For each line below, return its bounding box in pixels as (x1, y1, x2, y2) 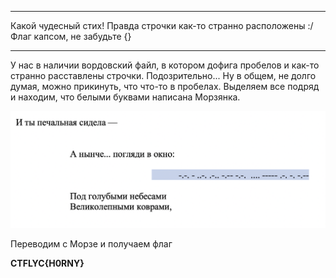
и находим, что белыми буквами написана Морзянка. (10, 91, 241, 103)
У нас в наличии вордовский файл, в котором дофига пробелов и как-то (10, 59, 320, 71)
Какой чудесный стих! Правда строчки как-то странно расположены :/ (10, 20, 314, 31)
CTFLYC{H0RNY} (10, 257, 85, 269)
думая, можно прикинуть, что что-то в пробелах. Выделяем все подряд (10, 81, 320, 92)
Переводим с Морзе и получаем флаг (10, 237, 173, 250)
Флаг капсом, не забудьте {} (10, 31, 132, 42)
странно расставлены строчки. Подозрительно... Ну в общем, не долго (10, 70, 317, 81)
